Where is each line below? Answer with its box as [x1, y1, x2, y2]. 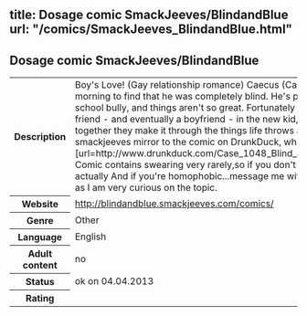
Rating [26, 291, 55, 304]
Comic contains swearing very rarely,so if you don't [74, 159, 297, 172]
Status [25, 275, 55, 288]
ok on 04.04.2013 [74, 274, 154, 287]
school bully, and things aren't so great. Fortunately [74, 101, 295, 114]
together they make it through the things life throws [74, 124, 295, 137]
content [22, 258, 58, 271]
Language [17, 230, 62, 243]
